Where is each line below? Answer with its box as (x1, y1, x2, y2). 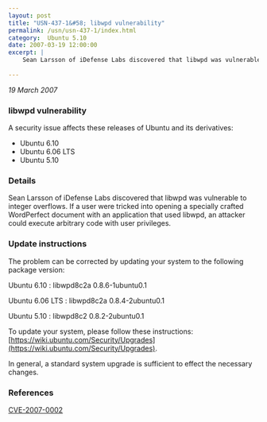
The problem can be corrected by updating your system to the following (8, 256, 244, 266)
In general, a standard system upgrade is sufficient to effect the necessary (8, 358, 253, 368)
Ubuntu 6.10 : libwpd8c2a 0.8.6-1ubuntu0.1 (8, 280, 147, 290)
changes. (8, 367, 39, 377)
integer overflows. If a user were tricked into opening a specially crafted (8, 202, 244, 211)
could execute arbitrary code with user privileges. (8, 219, 172, 228)
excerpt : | (8, 48, 44, 56)
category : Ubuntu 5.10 (8, 33, 87, 42)
